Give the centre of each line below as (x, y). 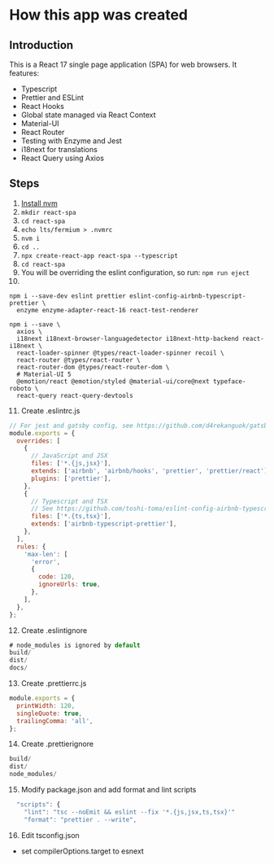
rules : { (31, 547)
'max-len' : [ (46, 554)
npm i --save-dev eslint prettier (68, 296)
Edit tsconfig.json (50, 835)
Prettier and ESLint (52, 98)
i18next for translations (59, 149)
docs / (18, 668)
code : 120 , (57, 577)
